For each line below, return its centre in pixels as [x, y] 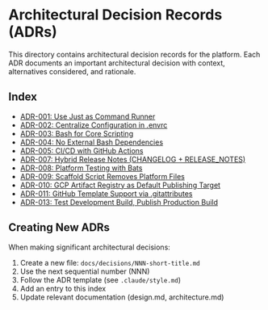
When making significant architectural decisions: [90, 247]
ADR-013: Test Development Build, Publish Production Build [119, 202]
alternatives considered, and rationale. [72, 71]
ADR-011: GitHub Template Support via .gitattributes [106, 193]
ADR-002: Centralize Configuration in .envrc [94, 125]
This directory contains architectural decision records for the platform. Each [134, 54]
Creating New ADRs [59, 228]
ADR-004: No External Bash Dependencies [92, 142]
